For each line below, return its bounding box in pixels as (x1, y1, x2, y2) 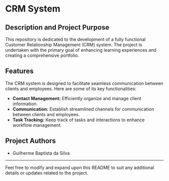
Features (5, 67, 34, 75)
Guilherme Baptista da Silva (12, 150, 70, 156)
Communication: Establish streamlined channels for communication (12, 106, 154, 112)
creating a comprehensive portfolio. (5, 52, 79, 58)
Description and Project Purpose (5, 23, 110, 32)
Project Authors (5, 137, 56, 145)
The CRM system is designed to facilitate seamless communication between (5, 80, 163, 86)
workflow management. (12, 122, 62, 128)
